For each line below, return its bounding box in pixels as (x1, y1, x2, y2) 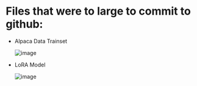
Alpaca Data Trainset (14, 37, 68, 45)
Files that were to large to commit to (5, 4, 192, 18)
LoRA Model (14, 61, 46, 68)
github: (5, 17, 43, 31)
